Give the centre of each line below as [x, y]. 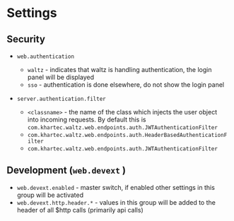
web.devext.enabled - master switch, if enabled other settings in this [116, 187]
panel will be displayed [61, 77]
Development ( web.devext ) [66, 171]
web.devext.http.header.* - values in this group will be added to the [116, 202]
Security [26, 39]
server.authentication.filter [62, 99]
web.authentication [46, 56]
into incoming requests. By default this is [87, 119]
